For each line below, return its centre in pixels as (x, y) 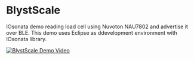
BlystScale (33, 10)
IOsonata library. (27, 39)
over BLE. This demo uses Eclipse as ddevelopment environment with (92, 32)
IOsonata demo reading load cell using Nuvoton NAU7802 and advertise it (97, 26)
